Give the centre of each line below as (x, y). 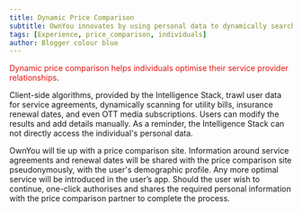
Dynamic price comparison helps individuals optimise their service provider (149, 68)
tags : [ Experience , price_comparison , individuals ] (108, 34)
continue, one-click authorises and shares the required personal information (151, 189)
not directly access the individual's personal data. (101, 133)
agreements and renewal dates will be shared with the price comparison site (151, 160)
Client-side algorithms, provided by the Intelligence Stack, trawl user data (145, 95)
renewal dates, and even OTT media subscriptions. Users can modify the (144, 114)
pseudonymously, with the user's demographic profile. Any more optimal (144, 170)
